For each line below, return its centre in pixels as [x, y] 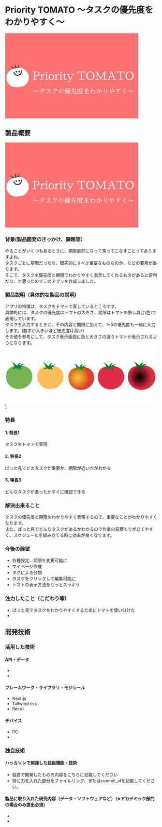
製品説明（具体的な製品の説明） [42, 295]
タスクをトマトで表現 [26, 444]
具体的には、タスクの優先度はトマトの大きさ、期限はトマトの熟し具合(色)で [81, 312]
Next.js [19, 699]
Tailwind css [24, 704]
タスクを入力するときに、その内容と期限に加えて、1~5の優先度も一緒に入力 [80, 325]
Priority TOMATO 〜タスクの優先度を [79, 10]
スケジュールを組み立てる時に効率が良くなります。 [64, 535]
